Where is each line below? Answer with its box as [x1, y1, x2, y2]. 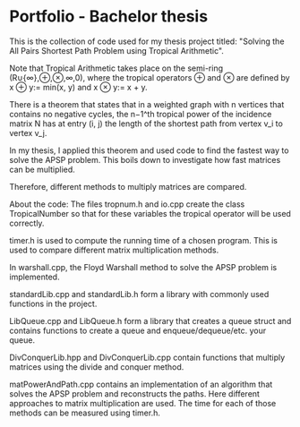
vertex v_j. [9, 127, 47, 138]
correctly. [9, 218, 45, 228]
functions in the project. [9, 298, 98, 309]
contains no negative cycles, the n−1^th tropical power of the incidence [9, 108, 272, 119]
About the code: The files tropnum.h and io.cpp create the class [9, 199, 245, 209]
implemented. [9, 271, 60, 282]
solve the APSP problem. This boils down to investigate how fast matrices [9, 154, 281, 165]
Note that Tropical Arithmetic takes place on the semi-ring [9, 63, 224, 73]
